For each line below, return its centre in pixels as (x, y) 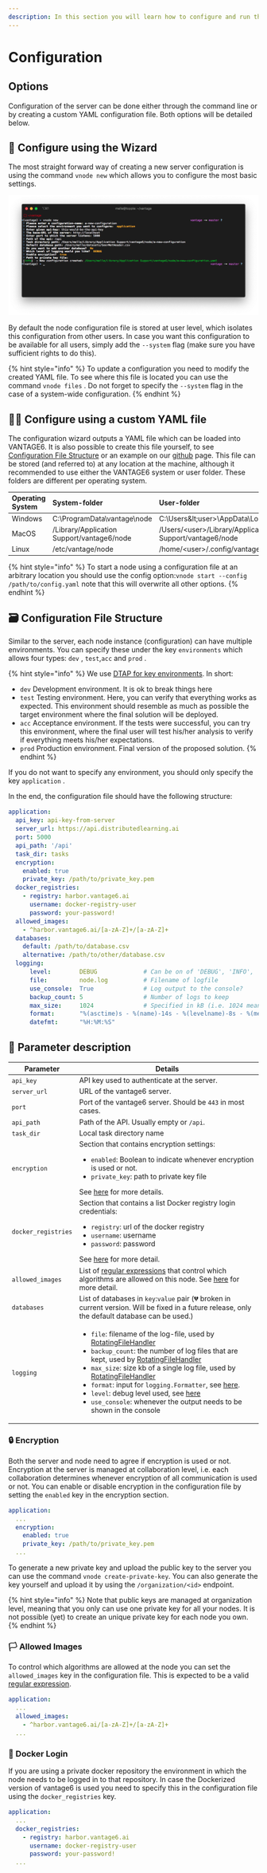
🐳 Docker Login (38, 1753)
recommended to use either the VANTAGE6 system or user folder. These (127, 472)
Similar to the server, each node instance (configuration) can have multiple (130, 641)
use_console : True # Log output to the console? (136, 989)
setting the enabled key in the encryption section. (89, 1494)
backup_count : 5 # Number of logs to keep (129, 997)
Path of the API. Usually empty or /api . (142, 1122)
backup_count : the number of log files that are (164, 1351)
